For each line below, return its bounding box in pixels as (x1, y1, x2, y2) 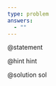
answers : (7, 17, 33, 24)
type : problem (7, 10, 50, 18)
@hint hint (7, 57, 38, 65)
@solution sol (7, 70, 47, 79)
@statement (7, 43, 43, 52)
